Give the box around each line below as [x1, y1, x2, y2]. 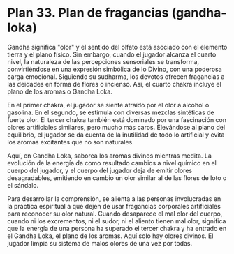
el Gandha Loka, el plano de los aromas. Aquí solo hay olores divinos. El [7, 232, 214, 240]
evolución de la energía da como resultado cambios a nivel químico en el [7, 158, 217, 167]
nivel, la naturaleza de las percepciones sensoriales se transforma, [7, 57, 200, 66]
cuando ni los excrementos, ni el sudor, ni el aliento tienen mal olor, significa [7, 216, 226, 225]
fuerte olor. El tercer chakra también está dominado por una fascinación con [7, 115, 227, 124]
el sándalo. [7, 181, 39, 189]
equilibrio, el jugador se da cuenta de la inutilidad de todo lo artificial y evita [7, 130, 225, 139]
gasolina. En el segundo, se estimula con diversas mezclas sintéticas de [7, 108, 214, 117]
